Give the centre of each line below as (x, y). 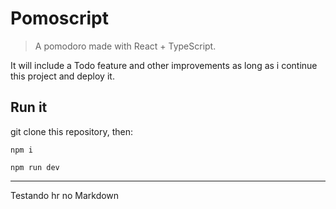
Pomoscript (59, 18)
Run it (29, 107)
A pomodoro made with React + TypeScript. (125, 46)
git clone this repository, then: (72, 131)
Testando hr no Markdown (65, 195)
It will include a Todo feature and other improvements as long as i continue (164, 65)
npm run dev (35, 167)
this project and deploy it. (62, 76)
